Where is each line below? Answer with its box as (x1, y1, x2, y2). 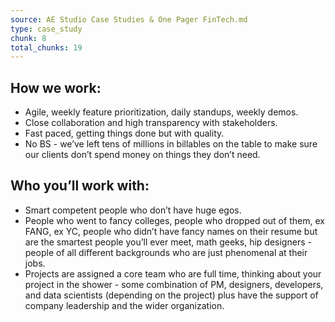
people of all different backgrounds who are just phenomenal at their (24, 246, 308, 258)
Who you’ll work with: (10, 177, 150, 195)
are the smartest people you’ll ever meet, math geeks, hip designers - (24, 236, 312, 248)
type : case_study (10, 24, 83, 34)
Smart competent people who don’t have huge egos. (24, 204, 242, 216)
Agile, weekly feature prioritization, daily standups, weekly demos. (24, 106, 299, 118)
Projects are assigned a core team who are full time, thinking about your (24, 267, 322, 280)
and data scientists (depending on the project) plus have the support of (24, 289, 319, 301)
